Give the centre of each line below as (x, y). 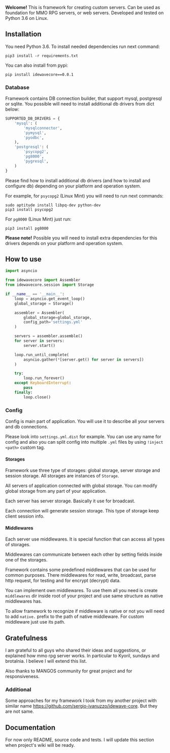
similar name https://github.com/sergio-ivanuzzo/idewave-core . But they (81, 706)
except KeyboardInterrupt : (43, 383)
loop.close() (37, 397)
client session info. (25, 516)
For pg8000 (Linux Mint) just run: (39, 219)
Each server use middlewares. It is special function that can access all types (85, 539)
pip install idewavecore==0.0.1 (39, 74)
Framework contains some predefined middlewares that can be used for (81, 570)
